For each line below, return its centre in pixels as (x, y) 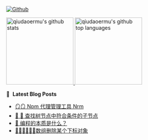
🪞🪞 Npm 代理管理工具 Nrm (49, 106)
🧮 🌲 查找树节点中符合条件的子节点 (56, 116)
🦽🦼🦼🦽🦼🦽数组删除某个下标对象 (51, 130)
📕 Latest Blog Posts (31, 94)
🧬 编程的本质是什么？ (41, 123)
